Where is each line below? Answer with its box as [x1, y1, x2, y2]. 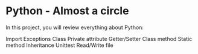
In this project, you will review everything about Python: [5, 24, 144, 31]
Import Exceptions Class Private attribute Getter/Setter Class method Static [5, 35, 193, 42]
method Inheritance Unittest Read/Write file [5, 42, 113, 49]
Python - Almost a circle [5, 4, 129, 18]
